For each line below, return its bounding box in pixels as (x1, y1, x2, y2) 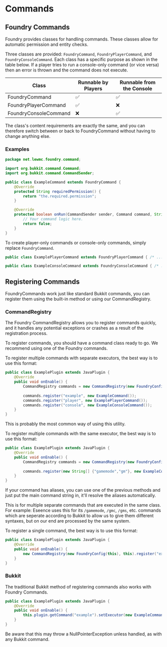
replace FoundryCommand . (5, 245, 55, 251)
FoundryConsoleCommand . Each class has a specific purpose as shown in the (5, 56, 158, 62)
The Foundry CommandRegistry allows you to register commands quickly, (5, 320, 157, 326)
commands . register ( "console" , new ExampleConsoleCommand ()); (23, 403, 153, 408)
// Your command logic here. (23, 217, 83, 222)
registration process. (5, 330, 48, 336)
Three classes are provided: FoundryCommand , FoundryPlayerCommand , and (5, 51, 152, 57)
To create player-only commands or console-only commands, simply (5, 239, 147, 245)
